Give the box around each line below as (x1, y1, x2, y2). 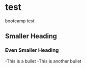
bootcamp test (5, 18, 35, 24)
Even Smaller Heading (5, 47, 59, 54)
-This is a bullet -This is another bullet (5, 58, 82, 64)
